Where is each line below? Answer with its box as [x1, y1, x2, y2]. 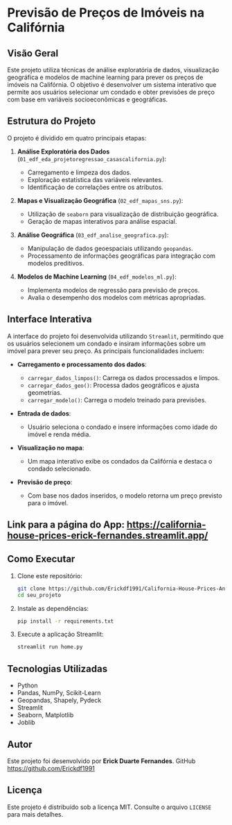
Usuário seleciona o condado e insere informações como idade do [27, 423, 218, 431]
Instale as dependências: [17, 604, 89, 612]
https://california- [127, 519, 206, 531]
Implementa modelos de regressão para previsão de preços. [27, 286, 200, 294]
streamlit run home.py [17, 644, 83, 651]
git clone [17, 585, 46, 592]
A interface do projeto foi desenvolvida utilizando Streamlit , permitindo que [7, 332, 224, 340]
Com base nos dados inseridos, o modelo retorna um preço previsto [27, 491, 223, 500]
